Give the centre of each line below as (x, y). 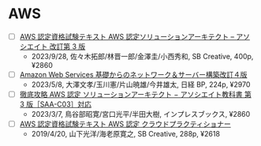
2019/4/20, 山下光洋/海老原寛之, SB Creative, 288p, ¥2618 (126, 134)
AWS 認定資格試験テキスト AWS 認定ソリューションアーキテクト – (127, 36)
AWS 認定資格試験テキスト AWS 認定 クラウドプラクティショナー (125, 124)
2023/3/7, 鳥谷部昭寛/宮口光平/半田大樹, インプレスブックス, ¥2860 (141, 114)
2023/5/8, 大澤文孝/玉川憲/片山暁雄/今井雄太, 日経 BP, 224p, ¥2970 (141, 84)
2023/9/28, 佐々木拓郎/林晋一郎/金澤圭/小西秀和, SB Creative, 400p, (142, 56)
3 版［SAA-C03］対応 (56, 104)
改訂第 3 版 (67, 47)
